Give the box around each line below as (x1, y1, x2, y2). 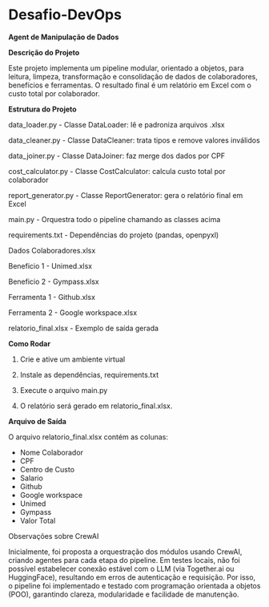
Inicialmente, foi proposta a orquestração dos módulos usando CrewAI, (8, 547, 243, 556)
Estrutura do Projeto (8, 104, 78, 114)
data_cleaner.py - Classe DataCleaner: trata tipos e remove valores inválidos (8, 135, 260, 145)
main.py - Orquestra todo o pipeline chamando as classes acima (8, 214, 221, 224)
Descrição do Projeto (8, 47, 80, 57)
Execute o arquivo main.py (19, 385, 108, 395)
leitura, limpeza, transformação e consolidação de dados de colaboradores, (8, 71, 259, 81)
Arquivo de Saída (8, 416, 66, 426)
